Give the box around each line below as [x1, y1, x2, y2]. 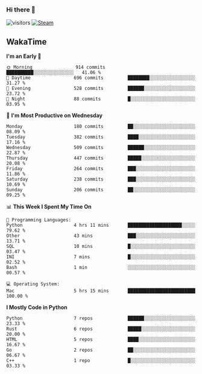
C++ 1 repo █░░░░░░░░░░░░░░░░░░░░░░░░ [6, 358, 196, 364]
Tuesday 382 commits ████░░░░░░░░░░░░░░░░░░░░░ [6, 134, 196, 141]
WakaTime [6, 36, 47, 47]
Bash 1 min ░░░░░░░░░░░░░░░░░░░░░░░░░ [6, 265, 196, 271]
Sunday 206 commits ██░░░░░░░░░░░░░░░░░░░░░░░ [6, 187, 196, 193]
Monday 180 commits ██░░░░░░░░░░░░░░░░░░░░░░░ [6, 124, 196, 130]
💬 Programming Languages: [6, 217, 71, 223]
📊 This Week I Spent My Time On [6, 203, 92, 211]
